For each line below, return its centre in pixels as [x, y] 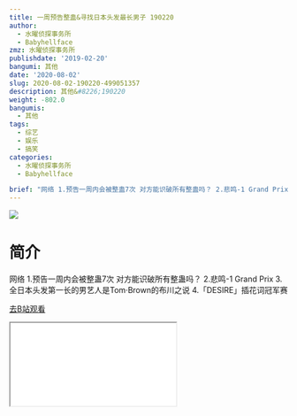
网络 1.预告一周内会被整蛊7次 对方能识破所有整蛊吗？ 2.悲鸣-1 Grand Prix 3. [146, 279]
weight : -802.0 [37, 100]
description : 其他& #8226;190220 [67, 91]
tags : [19, 125]
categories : [31, 157]
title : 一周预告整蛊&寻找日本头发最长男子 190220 [91, 17]
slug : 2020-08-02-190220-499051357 [75, 83]
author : [23, 26]
